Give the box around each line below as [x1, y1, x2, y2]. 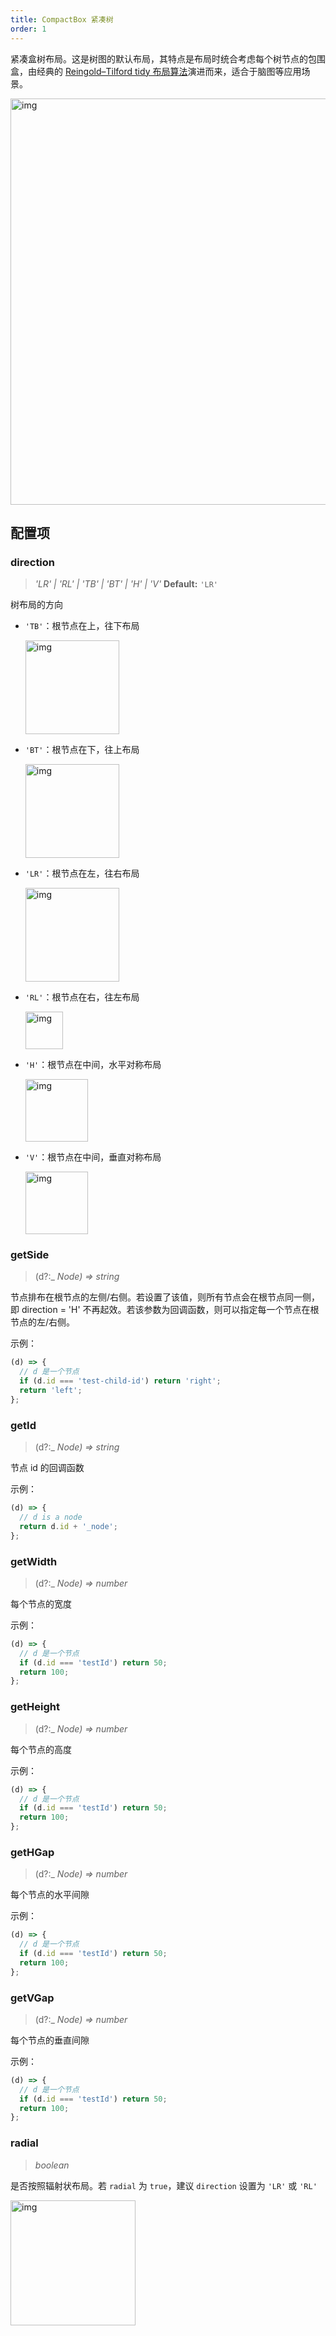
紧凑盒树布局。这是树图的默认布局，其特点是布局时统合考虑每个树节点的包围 [10, 52, 326, 65]
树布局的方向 [10, 599, 63, 611]
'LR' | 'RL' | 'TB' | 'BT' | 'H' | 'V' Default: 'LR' [34, 578, 219, 590]
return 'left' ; [19, 1386, 83, 1396]
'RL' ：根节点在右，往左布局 [24, 991, 140, 1003]
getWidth [10, 1554, 58, 1568]
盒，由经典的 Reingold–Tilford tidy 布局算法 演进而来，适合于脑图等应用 [10, 65, 302, 77]
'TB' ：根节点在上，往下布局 [24, 620, 140, 632]
